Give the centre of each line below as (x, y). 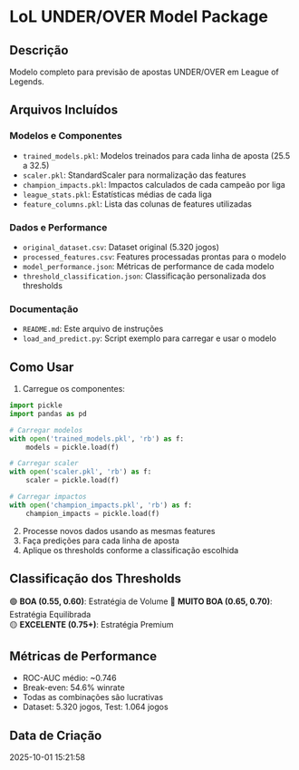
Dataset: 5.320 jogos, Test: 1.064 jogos (96, 707)
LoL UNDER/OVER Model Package (139, 17)
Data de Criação (56, 735)
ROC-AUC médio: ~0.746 (69, 678)
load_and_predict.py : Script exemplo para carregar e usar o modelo (149, 338)
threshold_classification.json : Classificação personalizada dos (144, 276)
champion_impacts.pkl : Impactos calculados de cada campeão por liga (154, 184)
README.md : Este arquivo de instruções (93, 329)
